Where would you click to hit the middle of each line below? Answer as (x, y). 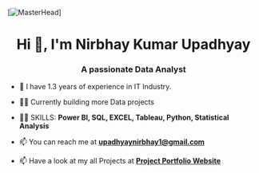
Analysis (34, 126)
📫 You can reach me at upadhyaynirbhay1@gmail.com (112, 142)
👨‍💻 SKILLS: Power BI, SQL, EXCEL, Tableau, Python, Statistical (124, 118)
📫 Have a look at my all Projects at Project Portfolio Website (120, 161)
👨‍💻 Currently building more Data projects (87, 102)
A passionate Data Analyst (133, 69)
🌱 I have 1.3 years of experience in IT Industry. (95, 87)
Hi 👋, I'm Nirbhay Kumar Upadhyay (133, 45)
